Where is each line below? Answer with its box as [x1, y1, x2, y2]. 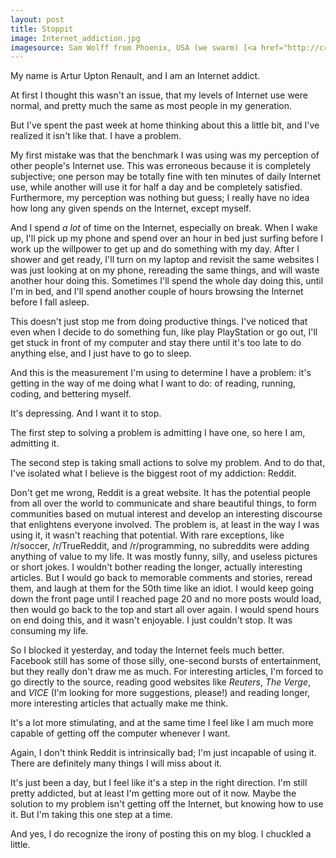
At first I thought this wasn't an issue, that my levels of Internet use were [10, 89, 308, 101]
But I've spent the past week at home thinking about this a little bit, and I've [10, 119, 320, 131]
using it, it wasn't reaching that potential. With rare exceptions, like [10, 529, 285, 541]
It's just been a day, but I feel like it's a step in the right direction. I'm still [10, 777, 308, 789]
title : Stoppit [10, 24, 74, 34]
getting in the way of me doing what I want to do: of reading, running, [10, 377, 297, 390]
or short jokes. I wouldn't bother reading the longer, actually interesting [10, 561, 303, 573]
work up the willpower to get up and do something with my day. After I [10, 243, 300, 255]
